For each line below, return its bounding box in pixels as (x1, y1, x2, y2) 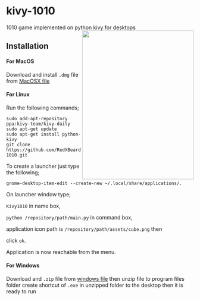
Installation (6, 41, 49, 51)
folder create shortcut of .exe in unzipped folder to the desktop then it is (6, 281, 183, 289)
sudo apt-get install (6, 131, 60, 137)
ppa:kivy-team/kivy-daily (6, 121, 70, 127)
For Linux (6, 91, 30, 98)
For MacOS (6, 58, 35, 65)
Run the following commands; (6, 104, 79, 111)
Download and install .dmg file (6, 71, 79, 78)
